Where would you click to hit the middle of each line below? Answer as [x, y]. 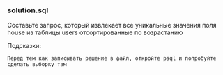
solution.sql [28, 10]
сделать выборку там [37, 65]
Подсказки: [24, 46]
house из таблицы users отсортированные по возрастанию [95, 32]
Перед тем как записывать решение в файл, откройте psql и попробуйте [112, 58]
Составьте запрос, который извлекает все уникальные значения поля [112, 25]
